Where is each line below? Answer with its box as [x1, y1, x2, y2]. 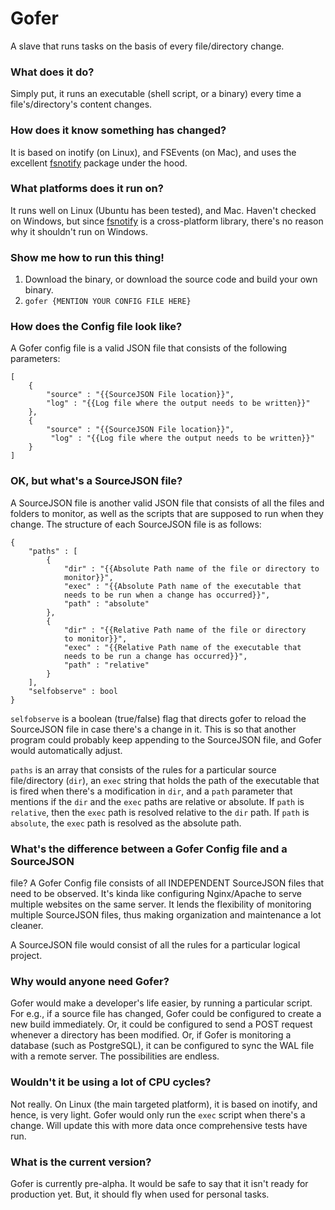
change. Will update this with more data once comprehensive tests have [10, 1119, 308, 1131]
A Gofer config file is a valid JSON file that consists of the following [10, 342, 288, 354]
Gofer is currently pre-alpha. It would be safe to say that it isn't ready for [10, 1177, 309, 1189]
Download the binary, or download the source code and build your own [24, 273, 318, 286]
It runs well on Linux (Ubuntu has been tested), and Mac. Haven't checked [10, 204, 317, 216]
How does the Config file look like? [10, 320, 183, 334]
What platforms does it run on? [10, 182, 164, 196]
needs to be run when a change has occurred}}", [63, 590, 271, 600]
